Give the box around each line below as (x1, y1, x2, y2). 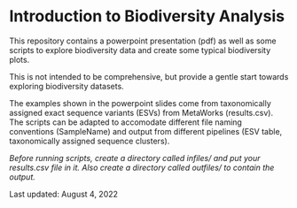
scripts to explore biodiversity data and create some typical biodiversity (9, 44, 271, 55)
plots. (9, 54, 30, 65)
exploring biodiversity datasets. (9, 81, 124, 91)
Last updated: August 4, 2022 (9, 189, 118, 199)
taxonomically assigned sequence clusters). (9, 135, 170, 146)
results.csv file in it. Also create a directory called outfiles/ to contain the (9, 162, 275, 173)
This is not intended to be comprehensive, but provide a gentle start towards (9, 71, 289, 81)
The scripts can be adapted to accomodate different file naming (9, 117, 242, 127)
